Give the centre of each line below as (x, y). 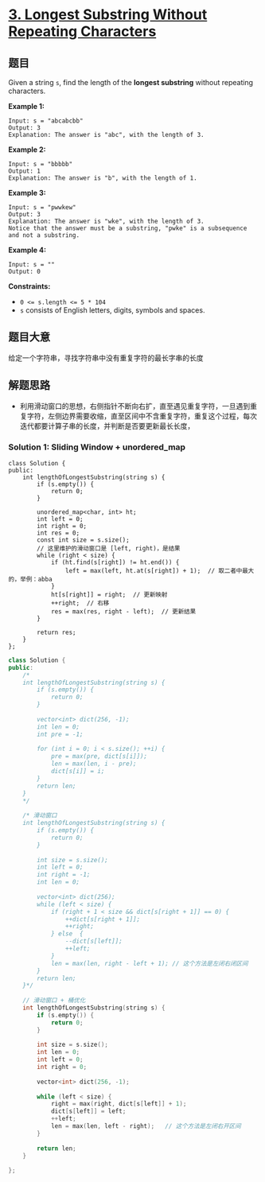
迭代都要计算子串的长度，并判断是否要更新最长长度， (107, 426)
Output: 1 (25, 171)
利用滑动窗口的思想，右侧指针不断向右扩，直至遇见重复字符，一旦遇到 (135, 406)
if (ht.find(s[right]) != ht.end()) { (115, 562)
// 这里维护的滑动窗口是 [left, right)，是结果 (109, 548)
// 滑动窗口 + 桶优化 (54, 1001)
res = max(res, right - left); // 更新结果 (123, 611)
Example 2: (27, 150)
